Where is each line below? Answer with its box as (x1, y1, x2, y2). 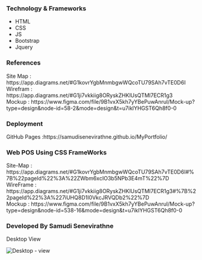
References (6, 59, 41, 67)
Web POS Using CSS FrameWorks (6, 148, 107, 156)
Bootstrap (14, 37, 40, 45)
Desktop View (6, 235, 41, 243)
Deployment (6, 119, 43, 128)
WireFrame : (6, 181, 37, 188)
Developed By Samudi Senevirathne (6, 222, 114, 230)
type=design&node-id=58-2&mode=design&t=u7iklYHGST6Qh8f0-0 (6, 104, 177, 112)
